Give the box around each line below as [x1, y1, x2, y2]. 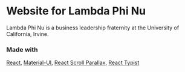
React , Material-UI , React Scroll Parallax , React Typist [6, 59, 140, 67]
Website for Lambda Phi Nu [6, 4, 146, 18]
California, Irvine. [6, 30, 49, 37]
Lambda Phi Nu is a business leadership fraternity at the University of [6, 24, 180, 31]
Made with [6, 45, 38, 53]
